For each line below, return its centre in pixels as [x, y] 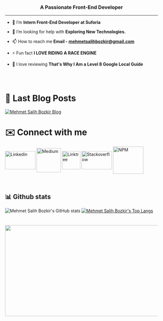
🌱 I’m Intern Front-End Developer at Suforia [56, 22]
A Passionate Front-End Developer [81, 7]
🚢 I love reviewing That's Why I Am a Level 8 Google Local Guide [77, 64]
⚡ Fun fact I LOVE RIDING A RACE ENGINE [54, 53]
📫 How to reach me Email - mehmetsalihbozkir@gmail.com [73, 42]
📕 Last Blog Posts [41, 98]
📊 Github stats [28, 196]
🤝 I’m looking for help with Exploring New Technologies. [69, 32]
